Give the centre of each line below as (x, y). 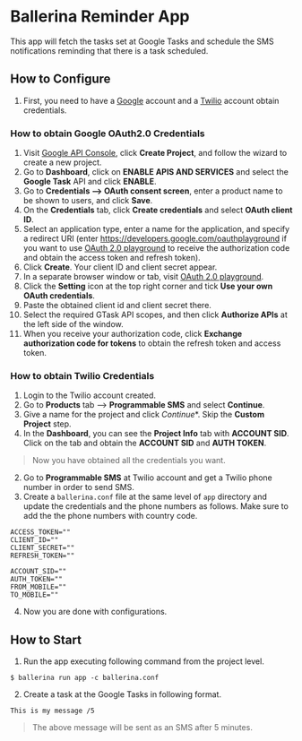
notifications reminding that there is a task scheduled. (109, 50)
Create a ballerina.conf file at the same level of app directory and (145, 497)
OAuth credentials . (59, 296)
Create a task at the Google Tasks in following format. (122, 694)
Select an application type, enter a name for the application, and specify (156, 229)
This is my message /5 (52, 711)
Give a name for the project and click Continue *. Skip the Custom (144, 415)
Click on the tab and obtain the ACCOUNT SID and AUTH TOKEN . (145, 443)
